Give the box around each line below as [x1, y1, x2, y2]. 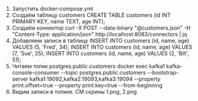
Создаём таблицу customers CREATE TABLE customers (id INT [11, 11, 171, 19]
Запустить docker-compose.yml [11, 5, 94, 12]
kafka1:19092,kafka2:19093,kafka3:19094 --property [29, 75, 161, 82]
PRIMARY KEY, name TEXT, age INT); [11, 18, 106, 25]
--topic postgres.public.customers [60, 69, 146, 76]
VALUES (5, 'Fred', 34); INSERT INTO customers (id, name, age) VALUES [11, 43, 193, 50]
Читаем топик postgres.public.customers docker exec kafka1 [11, 63, 165, 70]
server [11, 75, 28, 82]
